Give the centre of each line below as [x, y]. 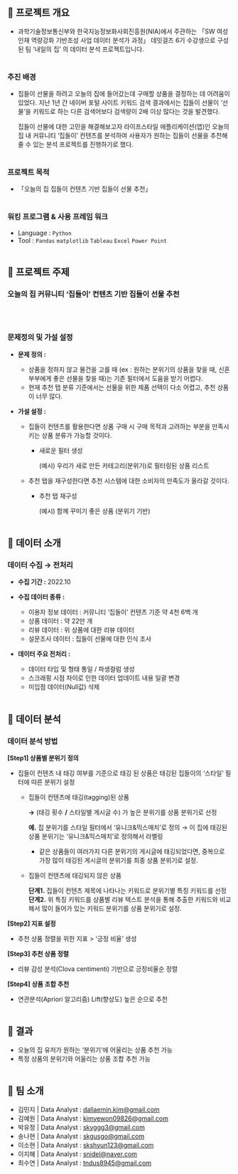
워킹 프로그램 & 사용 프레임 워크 [58, 217]
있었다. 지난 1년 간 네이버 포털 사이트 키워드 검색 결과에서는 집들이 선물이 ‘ [120, 103]
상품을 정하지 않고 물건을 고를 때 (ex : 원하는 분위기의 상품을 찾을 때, [123, 370]
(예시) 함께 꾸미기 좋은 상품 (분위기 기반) [94, 510]
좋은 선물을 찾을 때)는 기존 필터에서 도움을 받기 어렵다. [128, 378]
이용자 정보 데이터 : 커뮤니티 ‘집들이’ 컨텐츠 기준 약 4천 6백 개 [113, 612]
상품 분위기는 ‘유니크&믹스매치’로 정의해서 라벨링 [96, 837]
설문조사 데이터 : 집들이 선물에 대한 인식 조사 [90, 639]
